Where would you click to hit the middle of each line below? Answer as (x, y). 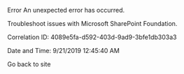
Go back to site (29, 64)
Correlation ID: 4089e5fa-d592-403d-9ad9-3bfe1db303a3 (92, 37)
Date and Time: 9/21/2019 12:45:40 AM (64, 51)
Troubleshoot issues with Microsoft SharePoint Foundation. (92, 23)
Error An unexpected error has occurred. (66, 10)
